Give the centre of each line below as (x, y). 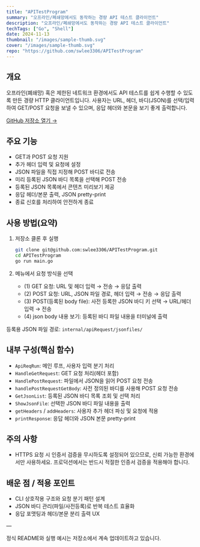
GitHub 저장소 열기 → (32, 120)
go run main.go (34, 261)
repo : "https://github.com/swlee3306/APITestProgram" (75, 51)
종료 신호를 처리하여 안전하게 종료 (54, 202)
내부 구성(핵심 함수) (40, 350)
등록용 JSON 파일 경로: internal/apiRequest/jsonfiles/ (74, 329)
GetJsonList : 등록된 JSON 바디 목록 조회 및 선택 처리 (77, 396)
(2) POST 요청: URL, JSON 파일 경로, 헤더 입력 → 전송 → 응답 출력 (102, 293)
